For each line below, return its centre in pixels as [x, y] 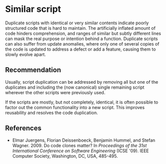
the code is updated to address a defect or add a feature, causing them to [81, 49]
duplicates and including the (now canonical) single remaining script [75, 87]
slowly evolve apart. [26, 54]
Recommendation [33, 70]
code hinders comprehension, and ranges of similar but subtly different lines [83, 33]
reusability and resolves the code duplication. [52, 112]
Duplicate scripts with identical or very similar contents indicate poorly [77, 23]
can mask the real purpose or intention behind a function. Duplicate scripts [82, 39]
